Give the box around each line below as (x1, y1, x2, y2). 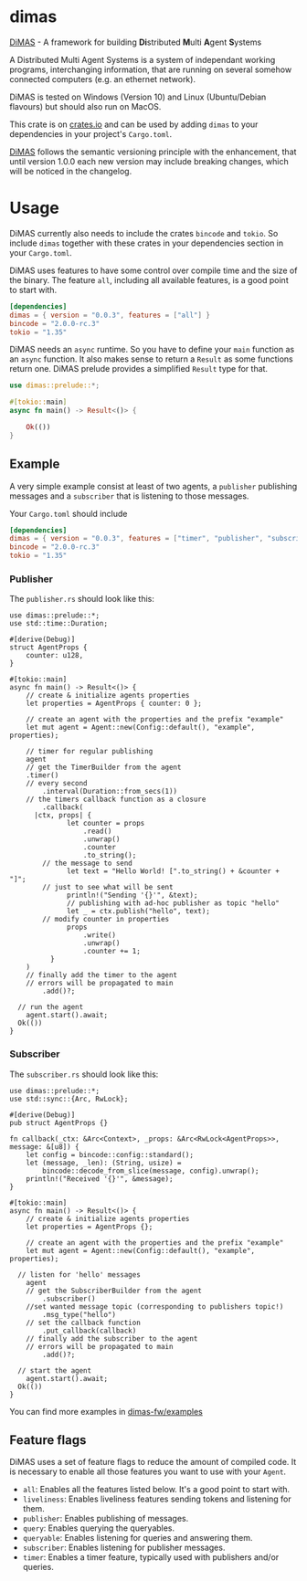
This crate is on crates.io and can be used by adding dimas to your (9, 119, 259, 130)
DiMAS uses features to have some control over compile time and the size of (9, 265, 298, 276)
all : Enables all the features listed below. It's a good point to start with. (22, 1484, 291, 1495)
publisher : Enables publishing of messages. (22, 1513, 189, 1524)
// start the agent (17, 1365, 92, 1375)
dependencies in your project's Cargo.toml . (9, 128, 172, 139)
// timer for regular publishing (26, 747, 153, 756)
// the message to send (42, 859, 132, 869)
